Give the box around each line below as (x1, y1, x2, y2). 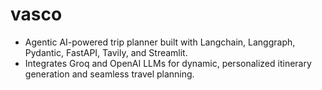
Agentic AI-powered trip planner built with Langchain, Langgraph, (24, 36, 296, 48)
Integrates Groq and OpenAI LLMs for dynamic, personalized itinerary (24, 57, 312, 69)
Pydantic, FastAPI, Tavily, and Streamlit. (24, 46, 188, 58)
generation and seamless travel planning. (24, 68, 195, 80)
